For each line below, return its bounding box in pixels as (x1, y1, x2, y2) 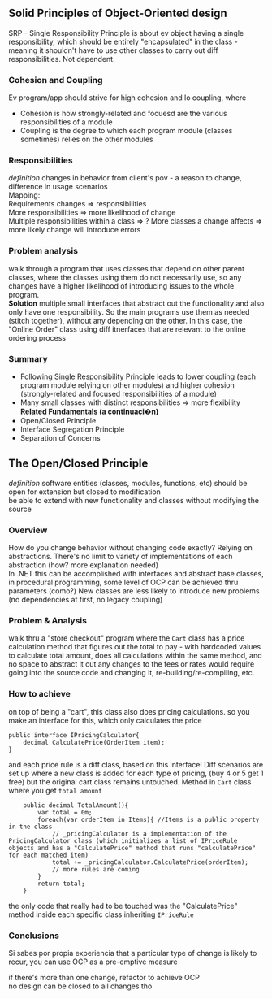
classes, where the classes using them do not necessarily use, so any (8, 272, 242, 282)
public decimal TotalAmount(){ (23, 801, 129, 810)
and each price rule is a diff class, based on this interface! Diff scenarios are (8, 759, 264, 769)
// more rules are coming (51, 865, 140, 873)
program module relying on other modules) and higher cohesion (19, 380, 235, 389)
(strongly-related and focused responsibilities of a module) (19, 389, 218, 398)
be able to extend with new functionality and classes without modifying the (8, 495, 260, 505)
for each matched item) (8, 851, 89, 859)
